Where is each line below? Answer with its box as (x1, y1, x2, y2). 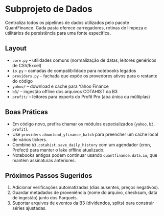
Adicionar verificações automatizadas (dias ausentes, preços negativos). (12, 185, 159, 191)
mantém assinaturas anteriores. (12, 157, 76, 163)
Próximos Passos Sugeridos (5, 171, 93, 180)
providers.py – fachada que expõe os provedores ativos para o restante (12, 72, 158, 79)
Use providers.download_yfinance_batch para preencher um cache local (12, 131, 158, 137)
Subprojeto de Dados (5, 3, 93, 15)
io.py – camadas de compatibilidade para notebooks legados (12, 68, 136, 73)
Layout (5, 44, 27, 52)
